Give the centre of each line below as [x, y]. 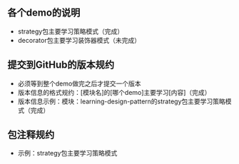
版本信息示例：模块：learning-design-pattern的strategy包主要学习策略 [122, 101]
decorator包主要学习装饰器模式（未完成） [79, 40]
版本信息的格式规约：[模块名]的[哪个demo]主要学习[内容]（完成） [114, 92]
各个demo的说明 [44, 13]
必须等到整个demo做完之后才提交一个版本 [79, 83]
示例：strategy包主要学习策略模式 [67, 153]
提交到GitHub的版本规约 [61, 65]
